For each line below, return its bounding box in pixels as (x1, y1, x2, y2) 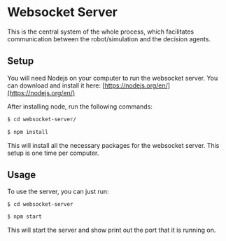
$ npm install (7, 128, 49, 135)
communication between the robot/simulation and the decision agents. (7, 34, 211, 43)
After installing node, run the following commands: (7, 102, 153, 111)
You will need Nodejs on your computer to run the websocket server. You (7, 74, 218, 82)
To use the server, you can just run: (7, 187, 110, 196)
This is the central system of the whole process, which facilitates (7, 27, 195, 36)
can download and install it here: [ (7, 81, 105, 90)
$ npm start (7, 213, 42, 221)
